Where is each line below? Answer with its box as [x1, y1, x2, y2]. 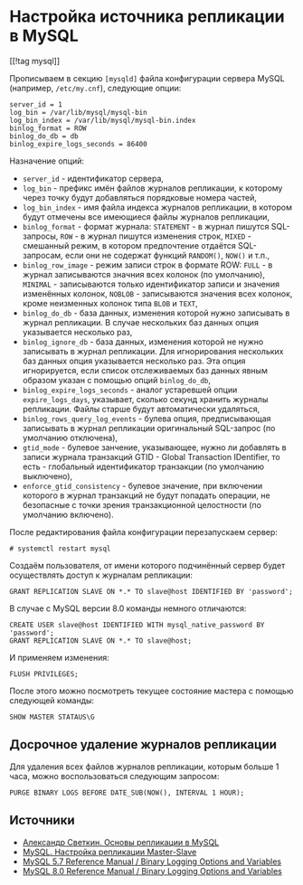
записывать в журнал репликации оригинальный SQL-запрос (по [22, 422, 276, 433]
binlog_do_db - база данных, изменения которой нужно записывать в [22, 307, 290, 318]
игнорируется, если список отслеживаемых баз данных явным [22, 364, 269, 376]
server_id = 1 [9, 99, 63, 109]
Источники [9, 813, 75, 828]
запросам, [22, 249, 63, 260]
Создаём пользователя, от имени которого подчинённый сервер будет [9, 560, 286, 570]
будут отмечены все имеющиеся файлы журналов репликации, [22, 211, 270, 222]
